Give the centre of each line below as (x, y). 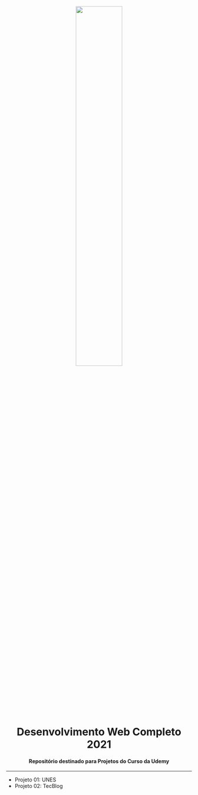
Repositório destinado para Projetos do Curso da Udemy (99, 761)
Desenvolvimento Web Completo (99, 732)
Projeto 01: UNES (35, 780)
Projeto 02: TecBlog (39, 786)
